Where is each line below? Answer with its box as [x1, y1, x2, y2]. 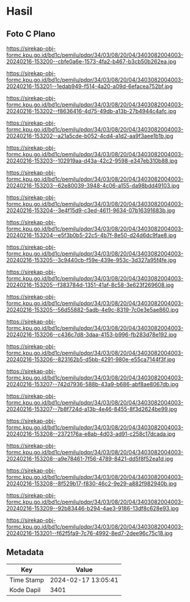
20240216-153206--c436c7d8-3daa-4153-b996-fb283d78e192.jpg [6, 331, 177, 338]
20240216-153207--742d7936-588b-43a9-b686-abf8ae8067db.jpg [6, 381, 179, 387]
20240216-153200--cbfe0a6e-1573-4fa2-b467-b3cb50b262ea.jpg [6, 58, 177, 65]
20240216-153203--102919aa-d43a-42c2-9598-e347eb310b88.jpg [6, 157, 178, 164]
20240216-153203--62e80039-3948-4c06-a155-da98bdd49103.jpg [6, 182, 180, 189]
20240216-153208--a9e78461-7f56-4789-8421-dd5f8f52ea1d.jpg [6, 455, 174, 462]
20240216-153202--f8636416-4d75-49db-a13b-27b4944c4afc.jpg [6, 108, 177, 114]
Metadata [6, 547, 44, 557]
